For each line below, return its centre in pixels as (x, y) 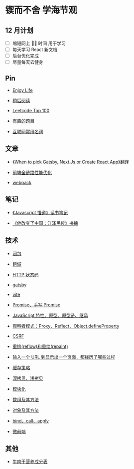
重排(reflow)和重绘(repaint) (40, 346)
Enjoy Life (23, 90)
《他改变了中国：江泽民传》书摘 (45, 223)
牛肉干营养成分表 (30, 461)
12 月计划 (19, 30)
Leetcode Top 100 (31, 111)
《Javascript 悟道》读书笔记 (40, 212)
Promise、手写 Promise (36, 305)
